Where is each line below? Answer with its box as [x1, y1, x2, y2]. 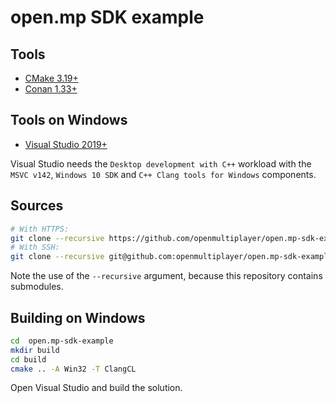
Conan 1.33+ [24, 83, 78, 95]
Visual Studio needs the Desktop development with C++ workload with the [10, 157, 312, 170]
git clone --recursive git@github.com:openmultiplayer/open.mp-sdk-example [10, 252, 333, 262]
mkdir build [10, 345, 60, 355]
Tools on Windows [10, 112, 128, 129]
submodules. [10, 281, 64, 293]
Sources [10, 197, 64, 215]
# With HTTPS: [10, 224, 70, 234]
